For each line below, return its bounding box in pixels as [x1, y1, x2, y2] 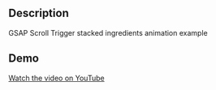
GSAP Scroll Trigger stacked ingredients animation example [8, 28, 209, 37]
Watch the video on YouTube [8, 73, 105, 83]
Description [8, 6, 69, 20]
